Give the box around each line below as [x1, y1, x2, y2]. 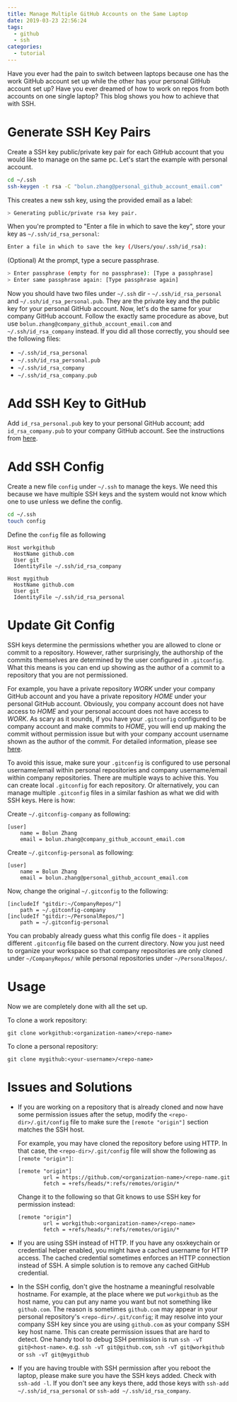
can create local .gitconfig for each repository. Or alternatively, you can [7, 780, 219, 790]
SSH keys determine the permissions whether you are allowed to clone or [7, 640, 221, 649]
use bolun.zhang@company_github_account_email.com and [7, 319, 172, 328]
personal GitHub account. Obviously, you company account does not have [7, 699, 224, 708]
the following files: [7, 334, 62, 343]
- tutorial [13, 50, 46, 57]
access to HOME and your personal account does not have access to [7, 707, 209, 715]
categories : [7, 43, 42, 50]
